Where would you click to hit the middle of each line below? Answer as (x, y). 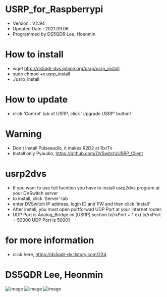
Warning (23, 134)
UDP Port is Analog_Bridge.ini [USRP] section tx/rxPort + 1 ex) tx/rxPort (87, 214)
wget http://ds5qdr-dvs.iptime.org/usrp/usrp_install (66, 68)
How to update (37, 100)
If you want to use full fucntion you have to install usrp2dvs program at (86, 187)
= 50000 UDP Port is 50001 (41, 220)
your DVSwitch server (35, 193)
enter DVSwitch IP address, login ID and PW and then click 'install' (81, 204)
